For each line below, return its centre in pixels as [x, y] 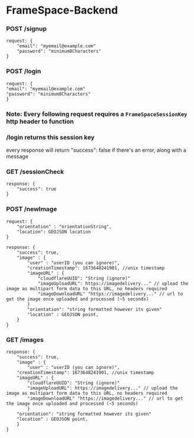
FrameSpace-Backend [62, 10]
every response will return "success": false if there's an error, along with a [96, 150]
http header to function [40, 121]
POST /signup [27, 29]
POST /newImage [32, 209]
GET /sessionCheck [35, 171]
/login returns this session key [50, 137]
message [17, 156]
